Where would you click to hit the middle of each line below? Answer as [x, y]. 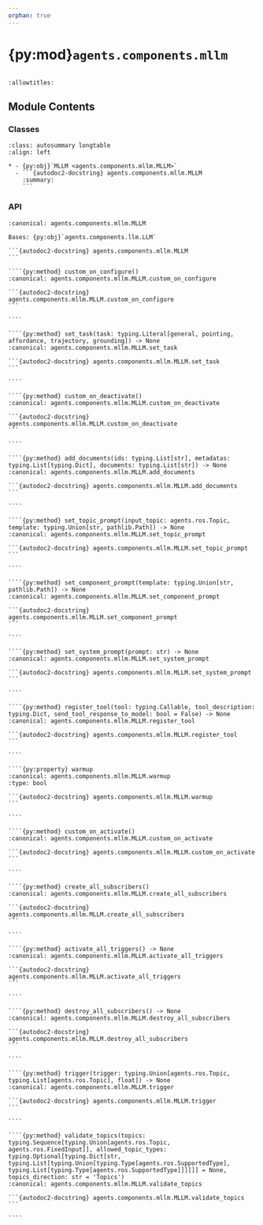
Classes [24, 129]
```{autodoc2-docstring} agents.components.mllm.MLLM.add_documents [123, 486]
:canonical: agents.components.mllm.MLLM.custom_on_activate [111, 838]
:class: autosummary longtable [59, 146]
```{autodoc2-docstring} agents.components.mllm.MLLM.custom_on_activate [132, 852]
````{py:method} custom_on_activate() [72, 831]
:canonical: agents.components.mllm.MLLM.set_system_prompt [109, 659]
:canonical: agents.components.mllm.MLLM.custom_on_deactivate [114, 403]
